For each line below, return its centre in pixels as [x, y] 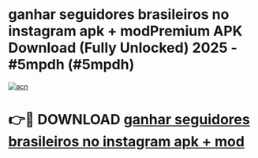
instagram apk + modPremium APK [125, 31]
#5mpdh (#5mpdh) [71, 65]
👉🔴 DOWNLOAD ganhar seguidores [129, 120]
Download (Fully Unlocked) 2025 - [123, 48]
